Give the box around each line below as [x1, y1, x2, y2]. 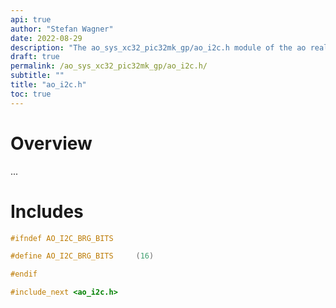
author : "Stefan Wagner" [10, 24, 114, 34]
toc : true [10, 89, 52, 99]
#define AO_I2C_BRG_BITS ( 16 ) [10, 251, 155, 261]
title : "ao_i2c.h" [10, 80, 87, 90]
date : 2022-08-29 [10, 33, 83, 43]
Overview [10, 132, 93, 155]
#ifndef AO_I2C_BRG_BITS [10, 233, 114, 243]
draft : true [10, 52, 60, 62]
